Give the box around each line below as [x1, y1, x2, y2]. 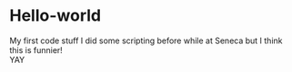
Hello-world [9, 5, 102, 26]
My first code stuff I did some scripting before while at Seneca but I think [9, 35, 283, 46]
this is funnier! [9, 44, 64, 55]
